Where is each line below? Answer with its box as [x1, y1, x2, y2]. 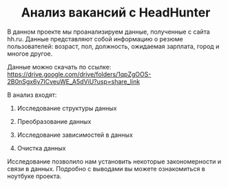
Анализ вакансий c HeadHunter [21, 5, 211, 21]
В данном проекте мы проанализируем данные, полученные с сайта [7, 27, 210, 36]
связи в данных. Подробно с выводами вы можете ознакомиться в [7, 164, 205, 173]
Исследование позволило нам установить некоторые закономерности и [7, 157, 222, 166]
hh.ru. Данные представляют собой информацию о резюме [7, 34, 184, 43]
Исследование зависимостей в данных [17, 131, 133, 139]
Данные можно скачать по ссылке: [7, 63, 112, 71]
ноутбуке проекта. [7, 172, 62, 180]
